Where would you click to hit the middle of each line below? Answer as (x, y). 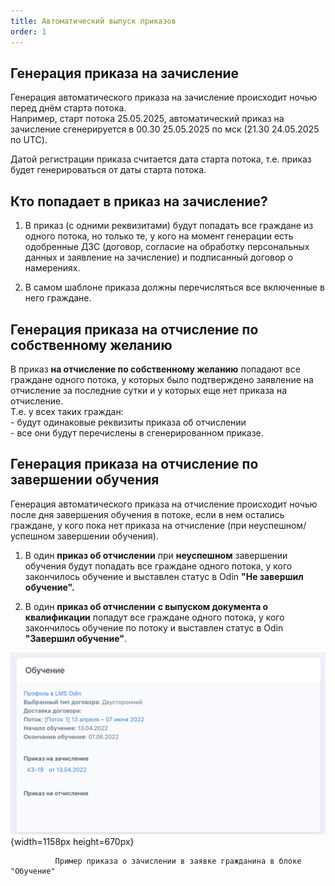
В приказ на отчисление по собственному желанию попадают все (155, 369)
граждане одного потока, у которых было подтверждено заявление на (162, 379)
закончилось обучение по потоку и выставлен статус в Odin (154, 627)
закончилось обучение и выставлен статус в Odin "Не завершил (164, 576)
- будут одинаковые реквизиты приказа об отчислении (128, 422)
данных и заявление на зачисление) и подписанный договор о (159, 257)
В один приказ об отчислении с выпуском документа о (146, 606)
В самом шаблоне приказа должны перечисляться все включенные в (174, 287)
